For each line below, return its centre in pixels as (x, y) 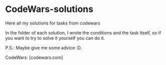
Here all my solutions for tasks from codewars (53, 23)
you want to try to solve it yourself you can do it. (55, 38)
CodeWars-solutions (49, 9)
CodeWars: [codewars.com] (34, 57)
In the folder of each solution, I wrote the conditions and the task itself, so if (83, 32)
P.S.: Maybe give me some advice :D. (43, 47)
